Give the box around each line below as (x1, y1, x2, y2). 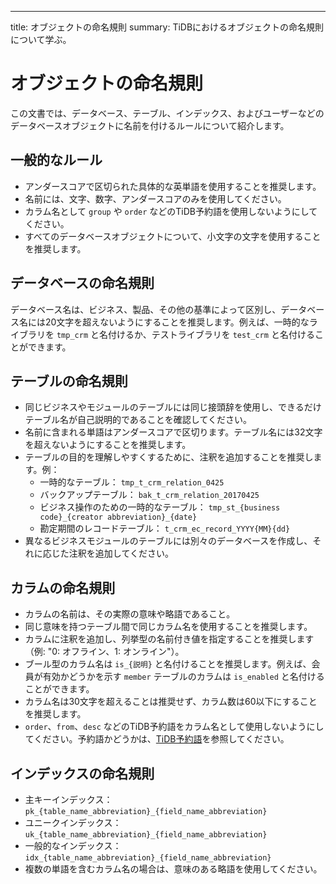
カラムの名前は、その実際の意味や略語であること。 (24, 608, 236, 620)
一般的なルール (10, 152, 103, 169)
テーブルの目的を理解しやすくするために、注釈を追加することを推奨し (24, 451, 314, 463)
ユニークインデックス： (24, 817, 122, 828)
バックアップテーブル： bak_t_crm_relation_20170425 (39, 489, 260, 501)
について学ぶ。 (10, 34, 72, 45)
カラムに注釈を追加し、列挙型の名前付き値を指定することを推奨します (24, 633, 315, 645)
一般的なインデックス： (24, 840, 122, 851)
